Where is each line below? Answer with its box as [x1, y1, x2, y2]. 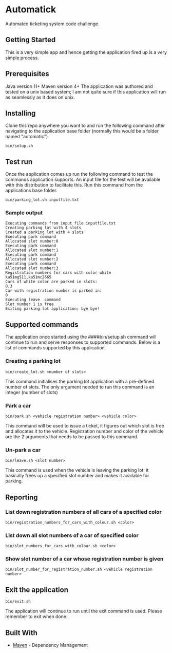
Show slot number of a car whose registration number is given [5, 555, 164, 563]
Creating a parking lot [5, 358, 61, 365]
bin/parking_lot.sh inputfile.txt [5, 197, 80, 202]
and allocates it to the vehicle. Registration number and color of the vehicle [5, 428, 164, 434]
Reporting [5, 493, 38, 501]
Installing [5, 109, 36, 118]
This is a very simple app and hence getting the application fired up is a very [5, 49, 167, 55]
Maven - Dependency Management [12, 642, 88, 648]
